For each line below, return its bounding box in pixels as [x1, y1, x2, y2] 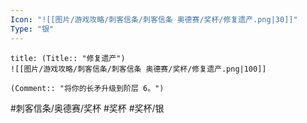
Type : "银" [10, 24, 55, 34]
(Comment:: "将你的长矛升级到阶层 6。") [10, 83, 165, 93]
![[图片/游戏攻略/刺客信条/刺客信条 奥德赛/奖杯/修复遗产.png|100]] [10, 64, 267, 74]
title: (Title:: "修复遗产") [10, 53, 126, 63]
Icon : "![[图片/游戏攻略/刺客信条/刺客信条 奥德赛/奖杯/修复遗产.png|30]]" [10, 14, 298, 25]
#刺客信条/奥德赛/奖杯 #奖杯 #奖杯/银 [10, 102, 165, 114]
